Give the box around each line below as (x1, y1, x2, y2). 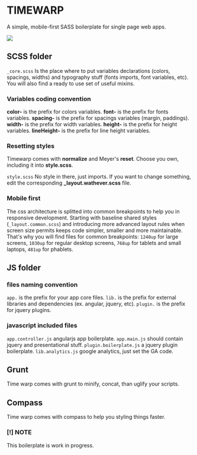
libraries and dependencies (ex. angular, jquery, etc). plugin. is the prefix (7, 300, 186, 307)
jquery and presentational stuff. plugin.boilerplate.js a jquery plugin (7, 341, 178, 348)
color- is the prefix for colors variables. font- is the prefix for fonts (7, 108, 169, 116)
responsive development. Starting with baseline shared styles (7, 214, 157, 221)
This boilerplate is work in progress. (7, 441, 94, 448)
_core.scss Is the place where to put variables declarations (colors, (7, 67, 170, 74)
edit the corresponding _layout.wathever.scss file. (7, 179, 131, 187)
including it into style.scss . (7, 161, 73, 169)
